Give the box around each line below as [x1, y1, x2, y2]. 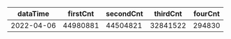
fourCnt [193, 9, 221, 18]
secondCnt [105, 9, 144, 18]
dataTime [17, 9, 50, 18]
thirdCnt [154, 9, 182, 18]
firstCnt [67, 9, 95, 18]
